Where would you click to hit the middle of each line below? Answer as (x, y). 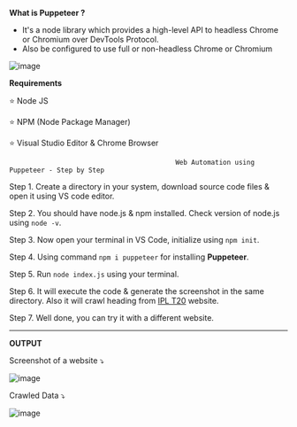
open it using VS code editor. (62, 196)
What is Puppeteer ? (47, 13)
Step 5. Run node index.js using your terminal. (94, 274)
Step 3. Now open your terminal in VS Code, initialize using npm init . (134, 240)
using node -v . (35, 222)
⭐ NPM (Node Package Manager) (70, 122)
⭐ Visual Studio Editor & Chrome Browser (84, 143)
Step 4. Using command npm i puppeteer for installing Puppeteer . (129, 257)
